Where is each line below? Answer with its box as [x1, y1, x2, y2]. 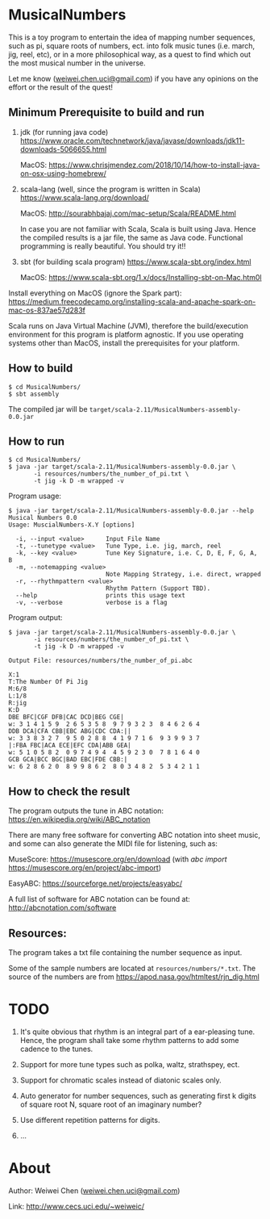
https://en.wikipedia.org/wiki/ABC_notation [8, 815, 151, 824]
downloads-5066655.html [19, 144, 107, 154]
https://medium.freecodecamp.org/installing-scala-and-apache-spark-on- [8, 296, 256, 306]
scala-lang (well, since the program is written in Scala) [19, 184, 201, 194]
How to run [8, 434, 65, 448]
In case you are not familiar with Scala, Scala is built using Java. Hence [19, 224, 256, 233]
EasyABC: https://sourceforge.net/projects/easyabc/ [8, 878, 183, 889]
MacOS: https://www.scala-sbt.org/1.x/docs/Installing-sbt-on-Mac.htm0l [19, 272, 262, 282]
